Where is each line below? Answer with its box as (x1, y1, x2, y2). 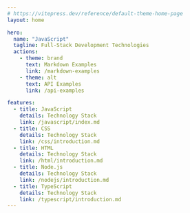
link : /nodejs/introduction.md (19, 176, 109, 183)
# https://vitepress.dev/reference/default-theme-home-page (7, 10, 184, 17)
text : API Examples (25, 80, 81, 87)
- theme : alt (19, 74, 57, 81)
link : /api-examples (25, 87, 85, 94)
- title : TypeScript (13, 183, 72, 190)
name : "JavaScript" (13, 35, 70, 42)
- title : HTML (13, 145, 54, 151)
